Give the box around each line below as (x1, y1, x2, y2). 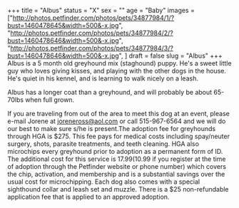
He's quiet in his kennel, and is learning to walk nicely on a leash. (7, 74, 198, 83)
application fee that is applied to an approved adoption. (7, 192, 170, 201)
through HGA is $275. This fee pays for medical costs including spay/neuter (7, 132, 230, 140)
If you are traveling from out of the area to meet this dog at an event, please (7, 110, 230, 118)
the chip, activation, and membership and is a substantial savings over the (7, 170, 225, 178)
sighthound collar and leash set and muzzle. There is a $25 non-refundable (7, 185, 230, 193)
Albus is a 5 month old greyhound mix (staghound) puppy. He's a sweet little (7, 59, 232, 67)
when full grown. (24, 95, 75, 104)
